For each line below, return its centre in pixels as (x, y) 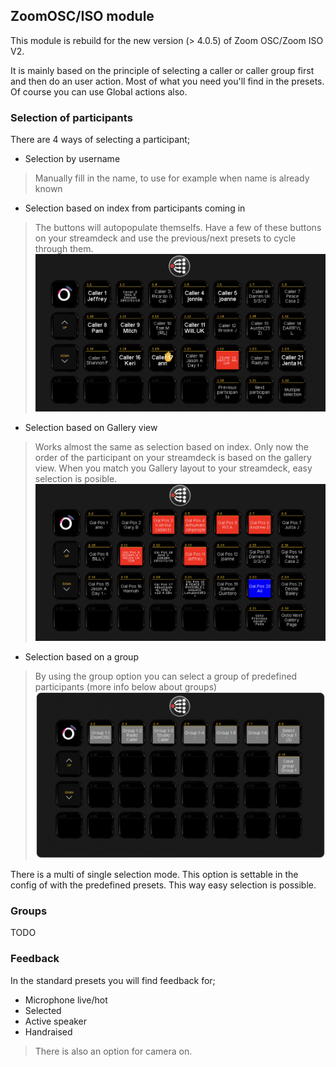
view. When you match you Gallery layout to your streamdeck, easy (173, 468)
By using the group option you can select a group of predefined (166, 676)
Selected (43, 1010)
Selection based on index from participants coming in (135, 208)
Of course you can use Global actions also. (99, 91)
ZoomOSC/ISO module (82, 16)
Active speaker (56, 1021)
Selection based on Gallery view (91, 427)
